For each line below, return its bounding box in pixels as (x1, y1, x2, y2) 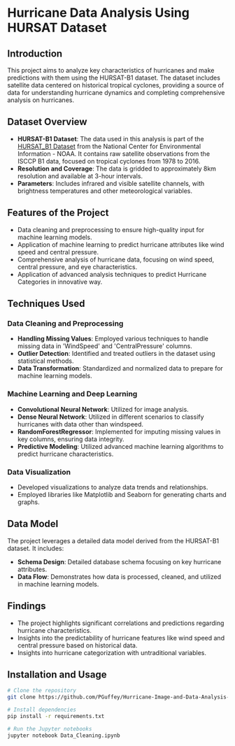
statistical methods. (17, 357, 75, 365)
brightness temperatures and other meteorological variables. (17, 187, 192, 195)
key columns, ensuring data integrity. (17, 435, 124, 443)
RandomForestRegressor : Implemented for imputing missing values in (17, 427, 221, 436)
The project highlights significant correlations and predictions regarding (17, 619, 225, 627)
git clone (7, 694, 36, 701)
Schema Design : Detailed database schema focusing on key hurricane (17, 557, 222, 566)
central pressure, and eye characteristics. (17, 262, 138, 271)
